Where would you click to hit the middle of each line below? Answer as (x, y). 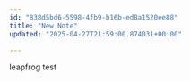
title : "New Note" (43, 26)
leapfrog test (33, 67)
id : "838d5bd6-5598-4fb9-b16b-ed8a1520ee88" (94, 17)
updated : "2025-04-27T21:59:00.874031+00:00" (95, 34)
